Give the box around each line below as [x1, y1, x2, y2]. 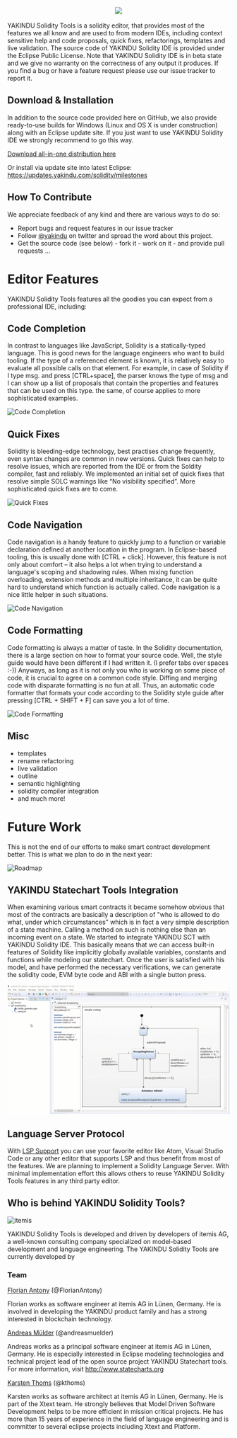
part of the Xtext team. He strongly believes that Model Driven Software [7, 1400, 216, 1408]
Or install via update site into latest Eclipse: [7, 163, 132, 171]
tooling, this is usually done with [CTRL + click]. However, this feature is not [7, 553, 227, 561]
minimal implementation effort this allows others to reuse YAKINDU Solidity [7, 1169, 225, 1178]
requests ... [17, 246, 51, 255]
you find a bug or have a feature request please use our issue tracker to [7, 67, 216, 74]
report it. [7, 74, 33, 82]
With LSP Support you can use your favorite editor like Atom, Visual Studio [7, 1147, 224, 1155]
